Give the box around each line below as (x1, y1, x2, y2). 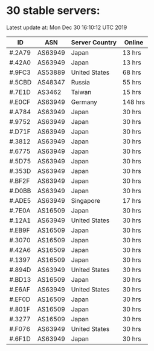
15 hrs (122, 87, 141, 96)
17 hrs (122, 196, 141, 205)
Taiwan (71, 87, 92, 96)
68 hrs (122, 68, 141, 77)
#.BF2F (9, 177, 30, 185)
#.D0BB (9, 186, 31, 195)
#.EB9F (9, 226, 30, 234)
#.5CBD (9, 78, 32, 86)
